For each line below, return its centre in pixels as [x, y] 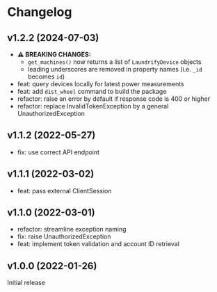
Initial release [26, 283]
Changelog [40, 12]
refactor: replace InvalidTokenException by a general [93, 106]
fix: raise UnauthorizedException [64, 236]
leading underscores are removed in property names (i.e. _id [115, 69]
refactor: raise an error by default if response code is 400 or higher [114, 99]
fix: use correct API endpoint [58, 152]
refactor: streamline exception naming [72, 229]
